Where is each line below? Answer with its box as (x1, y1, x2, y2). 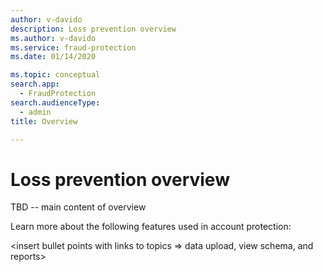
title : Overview (10, 116, 78, 126)
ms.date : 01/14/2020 (10, 52, 97, 62)
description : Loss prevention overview (10, 24, 177, 34)
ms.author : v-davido (10, 33, 97, 43)
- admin (19, 107, 52, 117)
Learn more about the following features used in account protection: (10, 221, 292, 233)
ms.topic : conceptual (10, 70, 101, 80)
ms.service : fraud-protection (10, 42, 137, 53)
